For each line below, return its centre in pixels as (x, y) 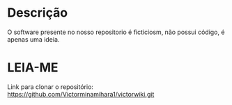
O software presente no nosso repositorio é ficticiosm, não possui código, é (116, 32)
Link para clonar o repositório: (51, 87)
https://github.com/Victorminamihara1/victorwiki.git (81, 94)
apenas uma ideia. (33, 39)
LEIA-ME (33, 68)
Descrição (38, 13)
